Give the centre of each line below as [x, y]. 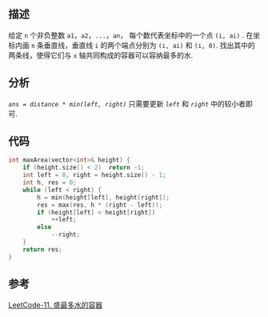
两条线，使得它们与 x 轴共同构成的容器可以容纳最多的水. [101, 55]
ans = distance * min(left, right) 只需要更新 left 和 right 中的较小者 [127, 103]
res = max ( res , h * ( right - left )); [100, 205]
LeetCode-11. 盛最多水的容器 [55, 305]
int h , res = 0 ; [50, 183]
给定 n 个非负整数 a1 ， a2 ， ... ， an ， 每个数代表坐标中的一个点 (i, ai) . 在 [131, 35]
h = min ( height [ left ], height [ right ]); [104, 197]
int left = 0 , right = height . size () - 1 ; [94, 175]
